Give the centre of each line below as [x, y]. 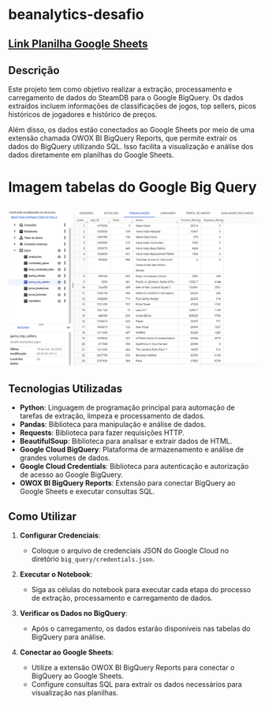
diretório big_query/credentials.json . [93, 559]
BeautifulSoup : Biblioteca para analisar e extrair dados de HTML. [126, 441]
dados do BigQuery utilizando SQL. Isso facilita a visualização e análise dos [131, 147]
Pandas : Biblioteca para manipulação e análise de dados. [113, 425]
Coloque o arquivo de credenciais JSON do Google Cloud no [130, 551]
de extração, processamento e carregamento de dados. [122, 598]
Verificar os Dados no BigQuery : [73, 613]
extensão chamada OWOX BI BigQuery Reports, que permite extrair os [123, 138]
